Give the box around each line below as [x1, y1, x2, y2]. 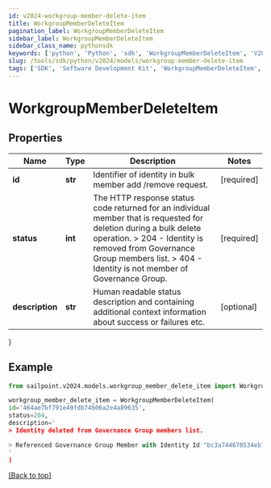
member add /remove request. [92, 179, 208, 190]
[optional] [220, 301, 258, 312]
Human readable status [92, 286, 181, 297]
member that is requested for [92, 212, 204, 223]
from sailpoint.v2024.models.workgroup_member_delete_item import [8, 381, 236, 390]
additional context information [92, 306, 207, 318]
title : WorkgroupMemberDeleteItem [8, 19, 125, 27]
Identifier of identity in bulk [92, 169, 195, 180]
